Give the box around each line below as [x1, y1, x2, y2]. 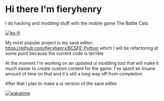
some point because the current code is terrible [5, 50, 104, 56]
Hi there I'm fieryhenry [5, 4, 102, 15]
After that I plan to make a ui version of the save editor [5, 80, 117, 86]
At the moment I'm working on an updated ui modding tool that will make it [5, 60, 159, 66]
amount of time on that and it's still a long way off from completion [5, 70, 143, 76]
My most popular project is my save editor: [5, 39, 94, 46]
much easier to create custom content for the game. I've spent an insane [5, 65, 155, 71]
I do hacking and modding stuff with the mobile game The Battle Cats [5, 20, 148, 26]
